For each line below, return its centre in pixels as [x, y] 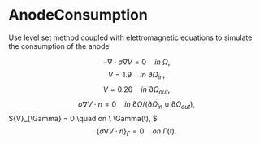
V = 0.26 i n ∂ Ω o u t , [136, 90]
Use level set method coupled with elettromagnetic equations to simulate [130, 37]
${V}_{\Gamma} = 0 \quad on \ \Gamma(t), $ [83, 119]
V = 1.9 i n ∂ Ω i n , [136, 75]
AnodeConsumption [78, 15]
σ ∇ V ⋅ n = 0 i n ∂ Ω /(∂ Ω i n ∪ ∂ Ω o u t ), [136, 105]
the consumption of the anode [59, 46]
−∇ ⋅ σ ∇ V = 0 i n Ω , [136, 62]
